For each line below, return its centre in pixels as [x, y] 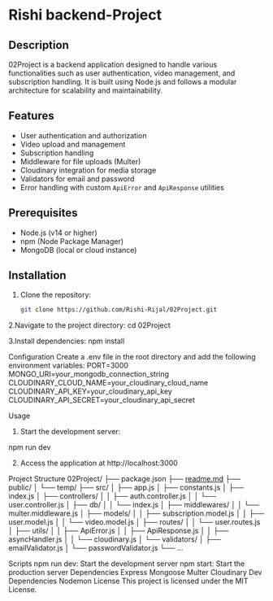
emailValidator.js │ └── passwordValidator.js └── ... [96, 548]
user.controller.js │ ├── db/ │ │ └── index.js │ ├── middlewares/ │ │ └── [134, 505]
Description [39, 45]
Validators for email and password [77, 179]
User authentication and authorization [84, 135]
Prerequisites [43, 213]
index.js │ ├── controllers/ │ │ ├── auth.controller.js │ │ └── [113, 496]
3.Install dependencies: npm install [67, 341]
